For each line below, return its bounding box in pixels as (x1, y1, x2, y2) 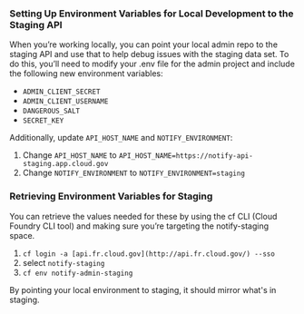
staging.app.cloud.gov (22, 160, 109, 169)
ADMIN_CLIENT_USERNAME (22, 97, 109, 106)
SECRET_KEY (22, 116, 64, 125)
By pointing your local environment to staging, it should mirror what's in (9, 284, 277, 295)
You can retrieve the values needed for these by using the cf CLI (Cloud (9, 211, 278, 221)
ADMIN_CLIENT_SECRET (22, 87, 101, 97)
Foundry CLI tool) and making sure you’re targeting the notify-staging (9, 221, 270, 231)
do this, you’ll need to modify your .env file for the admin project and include (9, 58, 295, 70)
